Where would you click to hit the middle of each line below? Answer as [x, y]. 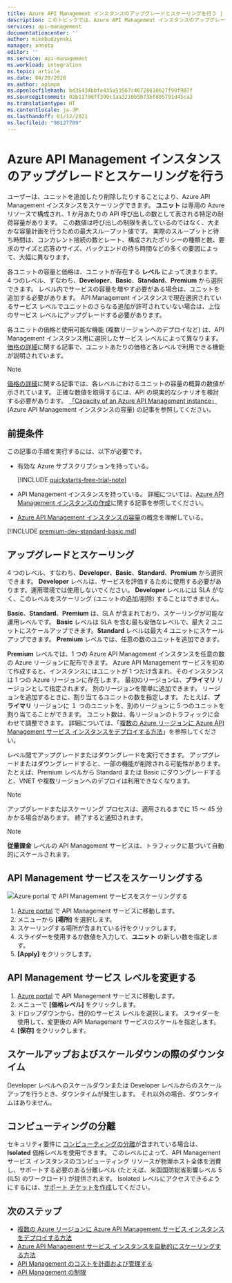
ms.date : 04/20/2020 [37, 78]
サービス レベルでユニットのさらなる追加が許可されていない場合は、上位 [117, 306]
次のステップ [35, 1211]
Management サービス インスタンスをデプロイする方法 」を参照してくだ [109, 732]
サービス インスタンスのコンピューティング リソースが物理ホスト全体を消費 [114, 1161]
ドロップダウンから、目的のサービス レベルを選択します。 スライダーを [118, 1013]
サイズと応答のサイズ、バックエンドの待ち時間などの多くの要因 [110, 249]
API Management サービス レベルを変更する [102, 978]
